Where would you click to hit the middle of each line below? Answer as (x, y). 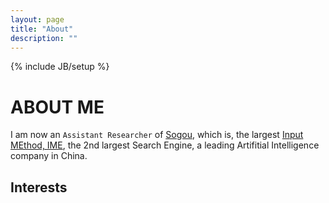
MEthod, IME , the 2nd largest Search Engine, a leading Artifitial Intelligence (165, 145)
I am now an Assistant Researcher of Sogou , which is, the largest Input (157, 135)
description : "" (44, 38)
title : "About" (42, 29)
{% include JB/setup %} (60, 67)
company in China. (49, 156)
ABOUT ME (57, 107)
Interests (39, 187)
